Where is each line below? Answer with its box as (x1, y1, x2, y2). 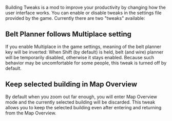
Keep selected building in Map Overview (5, 80, 138, 89)
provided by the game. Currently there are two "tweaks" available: (5, 15, 145, 21)
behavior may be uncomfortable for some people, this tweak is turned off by (5, 60, 167, 66)
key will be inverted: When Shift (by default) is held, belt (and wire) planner (5, 49, 164, 55)
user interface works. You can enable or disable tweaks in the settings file (5, 10, 162, 16)
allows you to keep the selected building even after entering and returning (5, 104, 162, 110)
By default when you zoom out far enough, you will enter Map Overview (5, 93, 158, 100)
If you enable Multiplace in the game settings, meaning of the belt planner (5, 43, 162, 50)
